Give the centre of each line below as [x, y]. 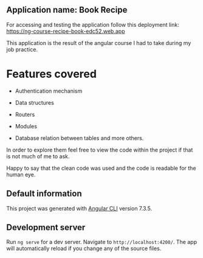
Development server [46, 227]
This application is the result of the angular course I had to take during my [99, 43]
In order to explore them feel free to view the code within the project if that [100, 150]
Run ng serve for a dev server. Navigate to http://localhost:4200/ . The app [102, 242]
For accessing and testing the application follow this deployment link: [93, 24]
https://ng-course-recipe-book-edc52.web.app [66, 31]
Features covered [52, 74]
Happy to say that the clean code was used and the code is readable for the [101, 168]
